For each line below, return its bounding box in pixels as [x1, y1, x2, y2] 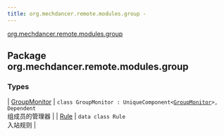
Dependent [7, 105, 37, 112]
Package [7, 50, 47, 62]
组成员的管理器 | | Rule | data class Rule [7, 112, 125, 121]
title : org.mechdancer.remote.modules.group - [7, 10, 147, 18]
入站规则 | [7, 121, 37, 130]
